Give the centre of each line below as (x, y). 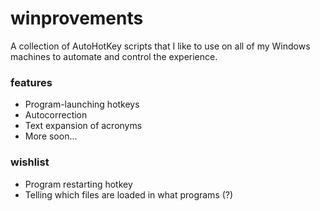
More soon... (51, 136)
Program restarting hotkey (78, 184)
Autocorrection (56, 115)
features (31, 82)
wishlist (30, 162)
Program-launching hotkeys (82, 104)
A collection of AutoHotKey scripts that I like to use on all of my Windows (160, 46)
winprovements (77, 18)
